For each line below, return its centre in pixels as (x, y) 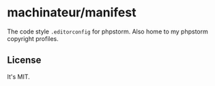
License (24, 60)
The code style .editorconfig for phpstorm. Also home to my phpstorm (107, 31)
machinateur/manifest (72, 13)
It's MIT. (19, 76)
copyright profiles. (33, 38)
